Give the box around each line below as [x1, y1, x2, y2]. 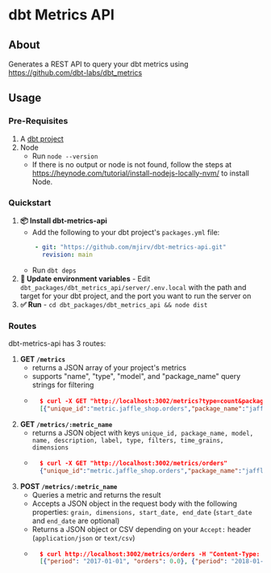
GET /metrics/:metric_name [19, 419, 113, 429]
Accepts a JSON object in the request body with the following [31, 499, 238, 508]
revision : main [41, 251, 93, 259]
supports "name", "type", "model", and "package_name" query [31, 372, 241, 381]
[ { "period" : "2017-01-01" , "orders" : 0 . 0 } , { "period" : [39, 558, 228, 566]
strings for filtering [31, 380, 94, 390]
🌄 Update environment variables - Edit [19, 273, 151, 284]
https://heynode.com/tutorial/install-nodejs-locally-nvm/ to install [31, 168, 250, 178]
